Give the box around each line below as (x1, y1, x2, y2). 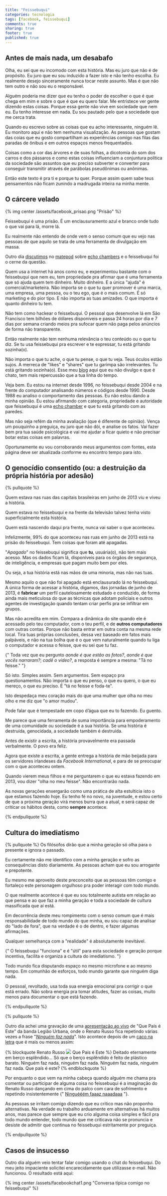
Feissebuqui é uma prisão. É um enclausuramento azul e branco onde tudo (5, 218, 159, 224)
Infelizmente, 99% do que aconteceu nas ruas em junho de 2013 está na (5, 534, 154, 540)
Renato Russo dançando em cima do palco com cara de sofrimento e (5, 1086, 147, 1092)
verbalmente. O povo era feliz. (5, 743, 67, 749)
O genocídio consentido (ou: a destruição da (5, 463, 146, 472)
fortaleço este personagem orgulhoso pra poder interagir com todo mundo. (5, 882, 160, 888)
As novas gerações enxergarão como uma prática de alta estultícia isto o (5, 788, 155, 794)
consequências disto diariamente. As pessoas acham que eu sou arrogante (5, 862, 160, 868)
